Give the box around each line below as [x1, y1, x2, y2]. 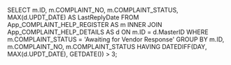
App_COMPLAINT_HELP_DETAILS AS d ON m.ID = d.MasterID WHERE [7, 28, 209, 36]
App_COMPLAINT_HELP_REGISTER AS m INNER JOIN [7, 21, 162, 28]
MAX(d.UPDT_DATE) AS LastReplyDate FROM [7, 13, 139, 21]
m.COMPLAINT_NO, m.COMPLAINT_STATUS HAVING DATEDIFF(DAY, [7, 43, 207, 50]
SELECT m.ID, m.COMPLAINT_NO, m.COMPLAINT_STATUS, [7, 6, 178, 14]
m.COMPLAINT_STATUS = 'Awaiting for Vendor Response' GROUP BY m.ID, [7, 35, 225, 44]
